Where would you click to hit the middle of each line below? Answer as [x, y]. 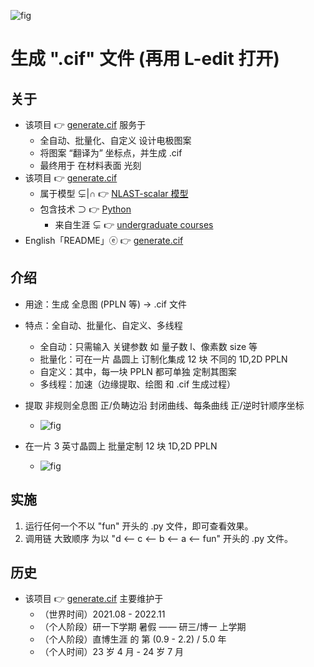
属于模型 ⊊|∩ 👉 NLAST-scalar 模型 [114, 193]
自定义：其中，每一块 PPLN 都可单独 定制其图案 [138, 371]
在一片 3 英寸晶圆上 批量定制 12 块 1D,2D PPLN [121, 446]
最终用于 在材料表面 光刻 [90, 165]
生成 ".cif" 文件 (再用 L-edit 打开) [145, 59]
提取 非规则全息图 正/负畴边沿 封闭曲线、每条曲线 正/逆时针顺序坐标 [164, 405]
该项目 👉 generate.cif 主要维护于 [94, 599]
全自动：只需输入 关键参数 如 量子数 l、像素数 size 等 [148, 346]
